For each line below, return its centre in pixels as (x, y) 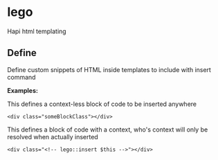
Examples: (22, 90)
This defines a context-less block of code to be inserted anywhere (102, 104)
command (21, 77)
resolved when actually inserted (53, 136)
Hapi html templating (37, 31)
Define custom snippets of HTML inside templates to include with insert (109, 69)
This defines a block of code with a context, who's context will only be (108, 130)
